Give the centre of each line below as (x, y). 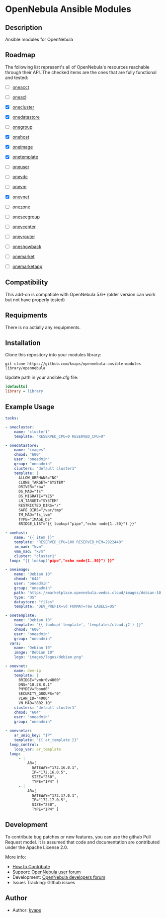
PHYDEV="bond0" (34, 689)
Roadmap (20, 55)
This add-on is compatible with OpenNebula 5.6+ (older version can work (80, 294)
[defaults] (16, 387)
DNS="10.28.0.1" (35, 684)
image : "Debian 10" (34, 653)
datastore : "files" (34, 602)
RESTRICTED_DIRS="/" (40, 505)
